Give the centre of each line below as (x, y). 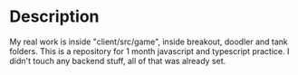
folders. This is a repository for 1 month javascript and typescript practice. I (149, 51)
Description (54, 17)
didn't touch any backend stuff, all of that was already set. (118, 61)
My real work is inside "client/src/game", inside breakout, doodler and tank (149, 42)
